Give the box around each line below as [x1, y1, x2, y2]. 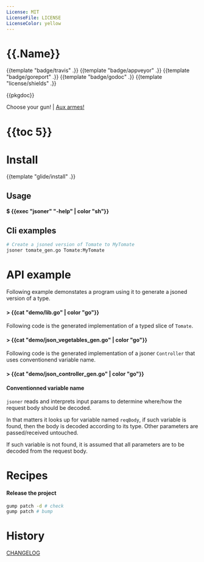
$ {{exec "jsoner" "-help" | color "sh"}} [6, 208, 110, 215]
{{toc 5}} [6, 125, 53, 139]
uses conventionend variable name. [6, 356, 96, 363]
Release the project [6, 489, 57, 497]
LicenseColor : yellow [6, 20, 62, 26]
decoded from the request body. [6, 447, 88, 455]
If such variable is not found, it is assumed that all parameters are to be [6, 441, 185, 448]
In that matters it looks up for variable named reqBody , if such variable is [6, 416, 187, 423]
